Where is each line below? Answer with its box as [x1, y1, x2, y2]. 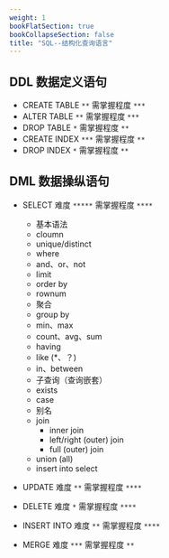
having [35, 340, 61, 352]
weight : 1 [9, 13, 47, 23]
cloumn [35, 228, 65, 239]
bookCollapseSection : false [9, 30, 115, 39]
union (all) [35, 453, 74, 464]
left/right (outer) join [49, 434, 124, 445]
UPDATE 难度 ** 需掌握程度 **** [22, 481, 142, 492]
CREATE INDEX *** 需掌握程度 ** [22, 134, 146, 144]
